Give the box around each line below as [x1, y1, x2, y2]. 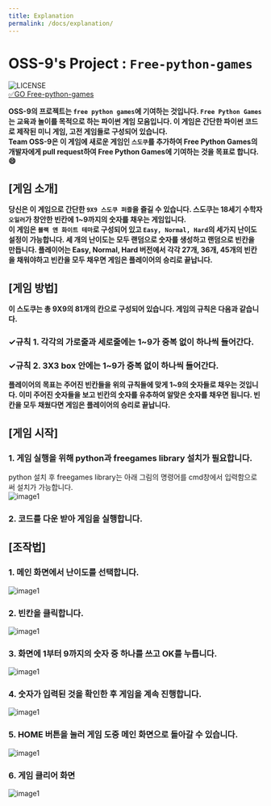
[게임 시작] [8, 426, 59, 440]
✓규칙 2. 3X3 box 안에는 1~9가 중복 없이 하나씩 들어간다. [8, 360, 219, 371]
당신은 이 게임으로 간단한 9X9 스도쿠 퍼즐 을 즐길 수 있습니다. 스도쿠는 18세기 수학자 [8, 205, 263, 214]
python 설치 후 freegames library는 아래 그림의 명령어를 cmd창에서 [8, 472, 223, 482]
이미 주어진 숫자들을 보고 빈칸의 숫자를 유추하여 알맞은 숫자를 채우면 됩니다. [19, 390, 252, 400]
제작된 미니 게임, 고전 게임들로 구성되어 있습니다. [16, 127, 168, 137]
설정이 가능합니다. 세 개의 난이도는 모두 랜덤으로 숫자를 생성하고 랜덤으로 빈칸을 [8, 235, 256, 245]
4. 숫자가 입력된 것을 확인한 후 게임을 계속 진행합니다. [8, 689, 202, 700]
